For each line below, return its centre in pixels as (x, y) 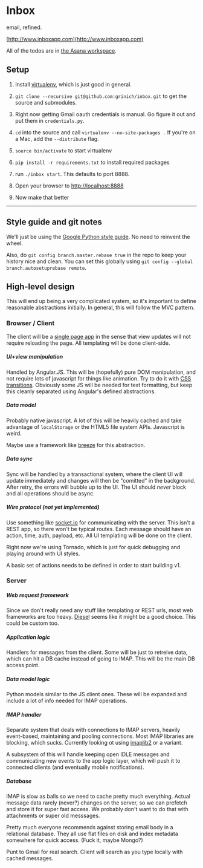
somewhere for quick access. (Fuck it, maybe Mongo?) (75, 840)
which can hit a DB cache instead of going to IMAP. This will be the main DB (101, 659)
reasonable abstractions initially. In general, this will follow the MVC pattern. (101, 308)
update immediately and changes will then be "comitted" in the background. (101, 480)
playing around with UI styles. (43, 553)
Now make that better (42, 197)
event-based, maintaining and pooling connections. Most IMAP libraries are (100, 736)
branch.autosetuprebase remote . (46, 267)
